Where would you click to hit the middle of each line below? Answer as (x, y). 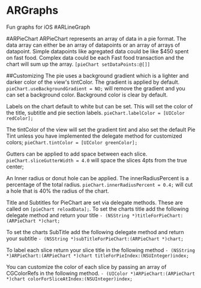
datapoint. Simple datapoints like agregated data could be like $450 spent (97, 51)
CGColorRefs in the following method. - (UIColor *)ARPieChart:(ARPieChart (100, 273)
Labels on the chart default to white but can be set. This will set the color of (100, 106)
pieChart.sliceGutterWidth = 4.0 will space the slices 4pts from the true (97, 160)
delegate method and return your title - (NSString (68, 215)
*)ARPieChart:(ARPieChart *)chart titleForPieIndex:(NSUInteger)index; (97, 256)
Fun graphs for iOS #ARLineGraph (48, 27)
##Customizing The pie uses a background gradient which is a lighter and (97, 75)
